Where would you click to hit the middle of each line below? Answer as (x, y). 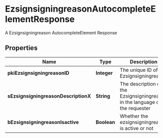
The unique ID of (139, 70)
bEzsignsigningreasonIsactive (43, 122)
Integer (104, 73)
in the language (137, 102)
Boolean (106, 122)
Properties (21, 48)
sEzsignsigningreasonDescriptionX (49, 96)
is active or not (137, 128)
